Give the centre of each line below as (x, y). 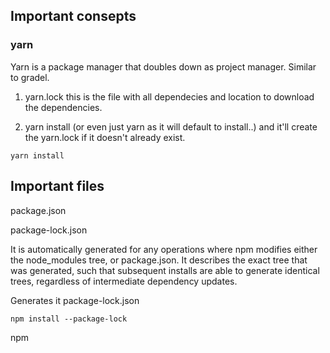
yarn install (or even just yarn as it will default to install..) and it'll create (171, 126)
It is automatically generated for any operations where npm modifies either (164, 249)
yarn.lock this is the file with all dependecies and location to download (169, 96)
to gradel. (30, 77)
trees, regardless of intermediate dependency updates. (124, 281)
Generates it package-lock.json (75, 300)
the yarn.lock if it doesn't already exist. (105, 137)
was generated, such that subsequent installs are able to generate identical (165, 270)
